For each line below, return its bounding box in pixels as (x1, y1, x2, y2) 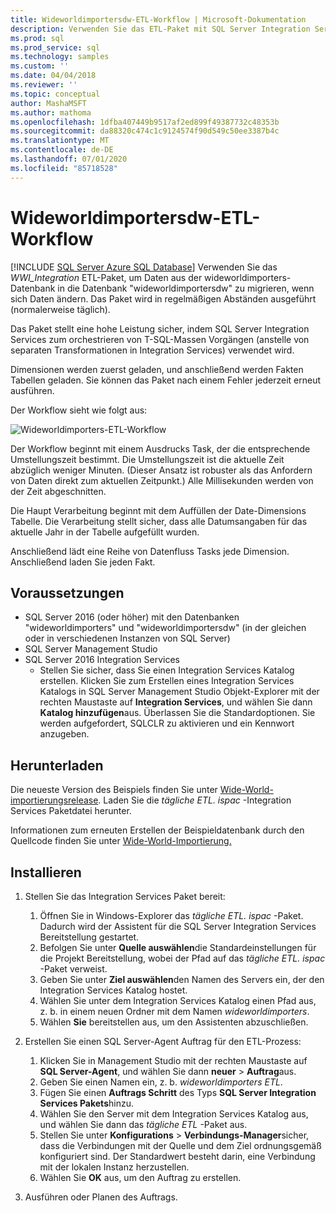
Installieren (10, 864, 82, 881)
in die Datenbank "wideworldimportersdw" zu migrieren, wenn (57, 282, 315, 294)
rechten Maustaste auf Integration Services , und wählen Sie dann (39, 696, 313, 708)
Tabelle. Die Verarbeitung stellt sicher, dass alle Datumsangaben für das (10, 515, 308, 527)
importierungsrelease (10, 794, 99, 806)
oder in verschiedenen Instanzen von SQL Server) (24, 632, 231, 645)
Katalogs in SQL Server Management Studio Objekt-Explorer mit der (39, 686, 320, 698)
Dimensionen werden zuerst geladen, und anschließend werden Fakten (10, 363, 304, 375)
